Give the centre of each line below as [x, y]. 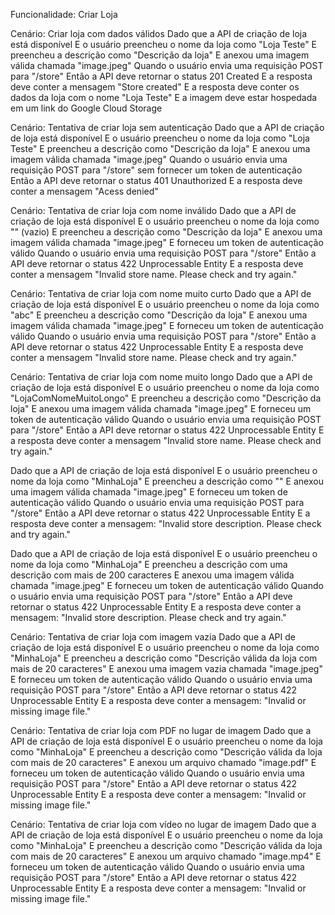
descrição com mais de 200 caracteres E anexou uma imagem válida [152, 575]
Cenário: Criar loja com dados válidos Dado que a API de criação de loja [159, 33]
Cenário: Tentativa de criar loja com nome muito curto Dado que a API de [161, 293]
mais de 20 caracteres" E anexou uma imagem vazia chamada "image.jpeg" [166, 668]
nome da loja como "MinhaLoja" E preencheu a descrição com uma [149, 564]
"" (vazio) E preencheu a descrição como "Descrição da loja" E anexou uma [166, 232]
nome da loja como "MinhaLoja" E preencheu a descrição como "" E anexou [167, 481]
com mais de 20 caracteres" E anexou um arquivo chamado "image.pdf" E [163, 762]
